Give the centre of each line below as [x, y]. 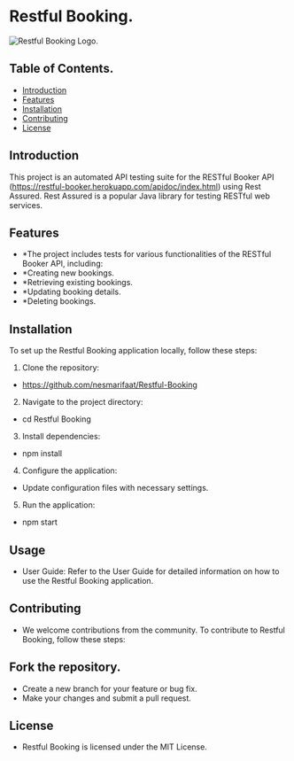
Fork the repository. [65, 668]
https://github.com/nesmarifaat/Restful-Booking [109, 385]
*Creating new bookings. [68, 273]
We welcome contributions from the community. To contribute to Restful [153, 630]
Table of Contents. [62, 69]
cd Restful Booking [56, 419]
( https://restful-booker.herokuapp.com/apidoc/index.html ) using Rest [135, 186]
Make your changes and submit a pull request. [107, 698]
